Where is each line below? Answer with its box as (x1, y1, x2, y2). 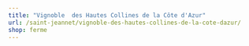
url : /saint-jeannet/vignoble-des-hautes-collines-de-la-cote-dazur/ (8, 19, 242, 27)
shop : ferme (8, 26, 47, 34)
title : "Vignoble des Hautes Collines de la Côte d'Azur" (8, 11, 206, 19)
